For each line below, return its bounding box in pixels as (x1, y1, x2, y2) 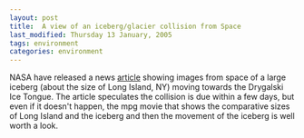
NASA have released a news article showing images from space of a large (9, 72, 287, 83)
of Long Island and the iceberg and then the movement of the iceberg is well (9, 111, 295, 122)
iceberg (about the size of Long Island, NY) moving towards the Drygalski (9, 82, 284, 93)
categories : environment (9, 47, 103, 56)
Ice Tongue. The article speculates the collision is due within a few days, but (9, 92, 295, 103)
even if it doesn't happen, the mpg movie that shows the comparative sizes (9, 101, 290, 112)
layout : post (9, 13, 59, 23)
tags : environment (9, 38, 79, 48)
